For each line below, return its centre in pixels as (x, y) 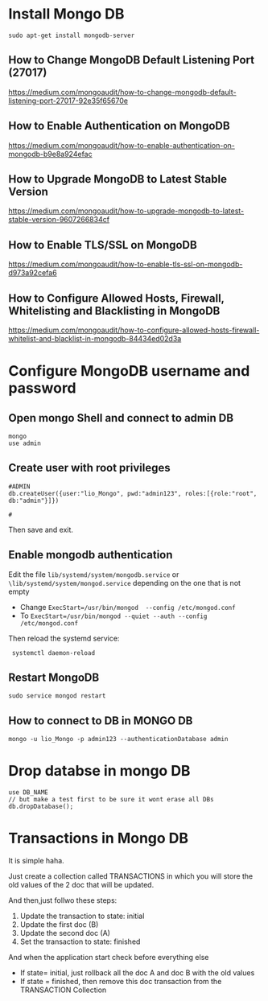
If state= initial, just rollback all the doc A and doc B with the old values (137, 973)
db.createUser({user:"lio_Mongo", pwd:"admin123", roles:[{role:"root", (133, 493)
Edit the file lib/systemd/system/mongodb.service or (94, 574)
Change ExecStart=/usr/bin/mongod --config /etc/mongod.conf (128, 607)
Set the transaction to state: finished (80, 941)
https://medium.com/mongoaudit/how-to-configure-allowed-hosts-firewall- (134, 330)
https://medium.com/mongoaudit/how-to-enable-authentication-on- (122, 145)
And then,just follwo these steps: (63, 900)
